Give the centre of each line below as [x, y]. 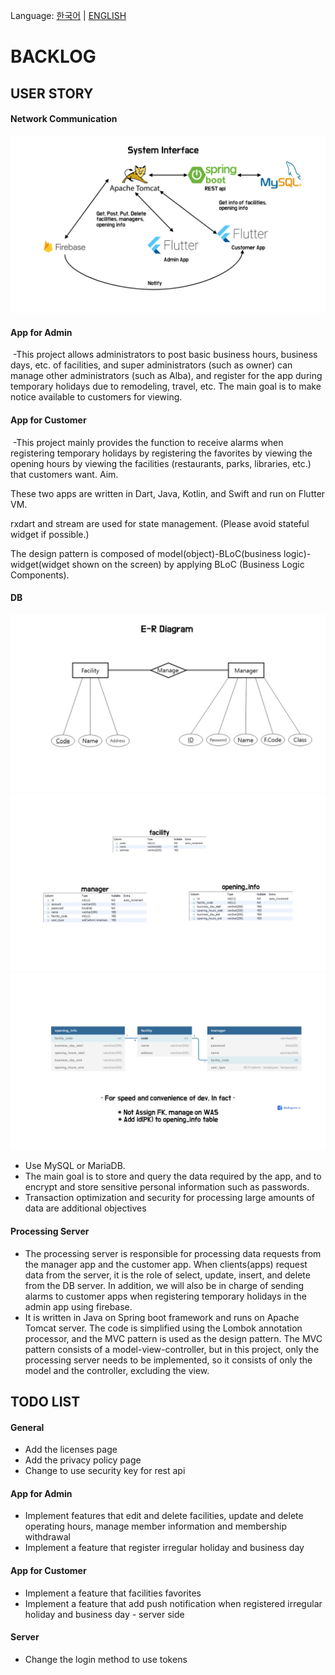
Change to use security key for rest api [105, 1471]
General [27, 1427]
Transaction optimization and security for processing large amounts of [169, 1198]
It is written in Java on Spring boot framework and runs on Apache [162, 1317]
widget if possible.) [50, 534]
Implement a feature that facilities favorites [113, 1593]
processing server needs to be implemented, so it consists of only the [168, 1360]
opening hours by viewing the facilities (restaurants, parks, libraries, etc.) [161, 463]
